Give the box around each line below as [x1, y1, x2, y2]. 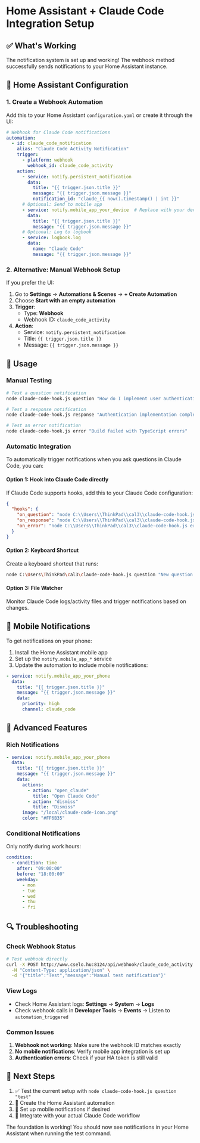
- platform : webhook [21, 157, 73, 163]
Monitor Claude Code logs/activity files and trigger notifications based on [6, 598, 186, 605]
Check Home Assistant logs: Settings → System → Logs [14, 1000, 155, 1008]
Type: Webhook [23, 310, 64, 317]
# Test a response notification [6, 406, 86, 412]
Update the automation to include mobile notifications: [14, 661, 148, 669]
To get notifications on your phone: [6, 637, 92, 644]
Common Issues [6, 1028, 55, 1036]
